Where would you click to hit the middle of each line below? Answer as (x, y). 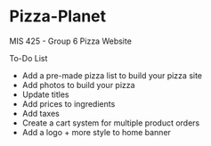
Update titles (45, 94)
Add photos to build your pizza (78, 85)
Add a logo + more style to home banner (97, 132)
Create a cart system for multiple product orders (111, 123)
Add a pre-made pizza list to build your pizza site (112, 75)
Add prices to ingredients (69, 103)
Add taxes (41, 113)
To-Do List (28, 58)
